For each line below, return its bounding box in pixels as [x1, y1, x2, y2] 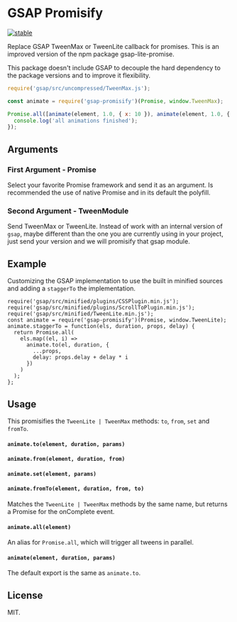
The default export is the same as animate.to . [7, 569, 140, 577]
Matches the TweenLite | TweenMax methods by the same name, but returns [7, 499, 228, 508]
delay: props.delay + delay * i [33, 354, 129, 361]
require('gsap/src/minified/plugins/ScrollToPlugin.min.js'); [7, 304, 195, 312]
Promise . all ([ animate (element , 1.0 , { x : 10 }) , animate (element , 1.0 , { [7, 110, 231, 118]
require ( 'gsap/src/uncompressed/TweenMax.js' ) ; [7, 84, 151, 92]
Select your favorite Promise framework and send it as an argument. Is [7, 181, 214, 189]
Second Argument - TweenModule [7, 206, 129, 216]
